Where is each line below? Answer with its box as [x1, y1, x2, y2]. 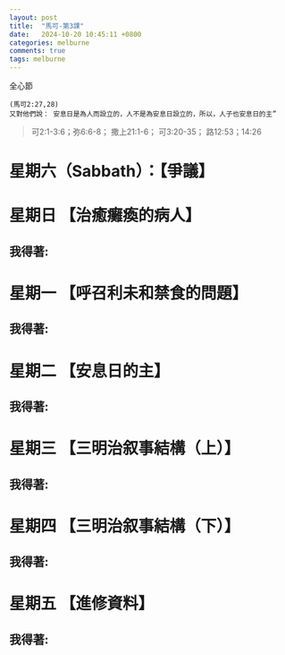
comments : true [9, 47, 66, 56]
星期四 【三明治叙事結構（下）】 [9, 516, 240, 536]
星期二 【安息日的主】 [9, 360, 170, 381]
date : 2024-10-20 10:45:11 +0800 [9, 30, 142, 39]
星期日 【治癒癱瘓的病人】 [9, 205, 201, 226]
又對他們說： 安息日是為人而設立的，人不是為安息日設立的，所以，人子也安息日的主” [9, 109, 277, 118]
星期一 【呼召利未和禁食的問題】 [9, 283, 248, 303]
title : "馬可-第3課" [9, 22, 85, 30]
